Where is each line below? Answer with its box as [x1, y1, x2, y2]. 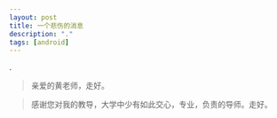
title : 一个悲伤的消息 [9, 21, 84, 30]
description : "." [9, 29, 74, 38]
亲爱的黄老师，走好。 [30, 81, 109, 91]
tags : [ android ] [9, 37, 69, 47]
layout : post [9, 12, 58, 22]
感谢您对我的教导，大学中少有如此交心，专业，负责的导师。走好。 [30, 99, 273, 110]
